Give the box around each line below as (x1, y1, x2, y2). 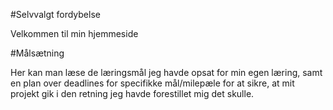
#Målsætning (10, 47, 65, 59)
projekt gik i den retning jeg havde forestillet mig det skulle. (10, 88, 255, 99)
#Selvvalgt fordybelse (10, 9, 101, 20)
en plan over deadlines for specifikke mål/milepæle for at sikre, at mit (10, 77, 295, 89)
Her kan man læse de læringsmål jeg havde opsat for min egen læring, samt (10, 67, 323, 78)
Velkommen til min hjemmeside (10, 28, 139, 39)
